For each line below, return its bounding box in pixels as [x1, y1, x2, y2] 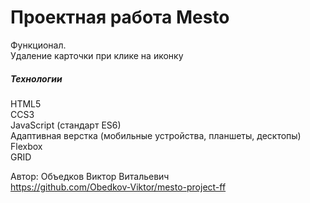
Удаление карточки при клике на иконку [10, 49, 184, 61]
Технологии [10, 72, 63, 85]
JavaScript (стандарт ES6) [10, 119, 122, 131]
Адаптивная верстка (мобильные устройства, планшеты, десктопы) [10, 129, 302, 141]
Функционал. [10, 39, 67, 51]
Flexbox [10, 140, 43, 152]
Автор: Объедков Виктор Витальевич [10, 170, 170, 182]
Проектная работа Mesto [10, 6, 230, 29]
